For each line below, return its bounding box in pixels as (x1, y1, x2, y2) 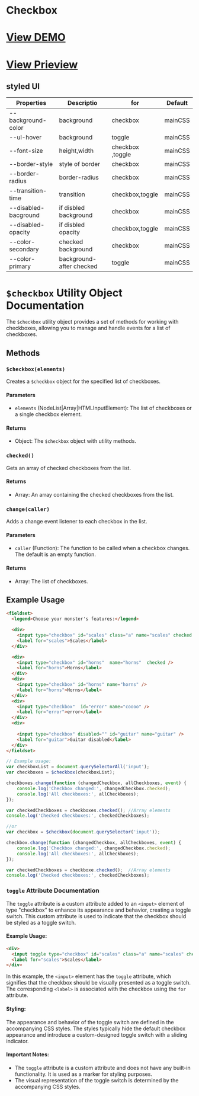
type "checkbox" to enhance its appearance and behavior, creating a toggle (6, 906, 191, 913)
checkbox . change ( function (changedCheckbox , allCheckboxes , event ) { (6, 840, 182, 846)
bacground (9, 211, 40, 219)
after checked (59, 262, 98, 270)
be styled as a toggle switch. (6, 919, 76, 926)
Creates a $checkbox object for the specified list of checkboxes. (6, 378, 161, 385)
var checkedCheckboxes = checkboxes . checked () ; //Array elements (6, 807, 171, 813)
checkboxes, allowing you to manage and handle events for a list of (6, 324, 171, 332)
